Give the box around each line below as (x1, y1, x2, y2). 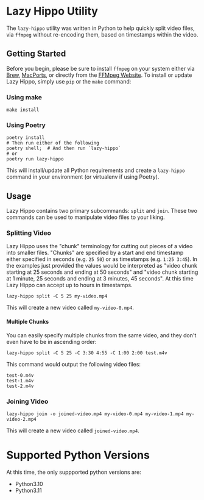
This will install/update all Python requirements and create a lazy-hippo (6, 166, 185, 174)
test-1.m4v (6, 377, 34, 384)
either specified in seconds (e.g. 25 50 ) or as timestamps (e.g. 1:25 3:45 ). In (6, 255, 198, 263)
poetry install (6, 135, 45, 141)
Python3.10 (15, 480, 44, 487)
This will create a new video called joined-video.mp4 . (6, 427, 140, 434)
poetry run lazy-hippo (6, 156, 64, 162)
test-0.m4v (6, 372, 34, 379)
